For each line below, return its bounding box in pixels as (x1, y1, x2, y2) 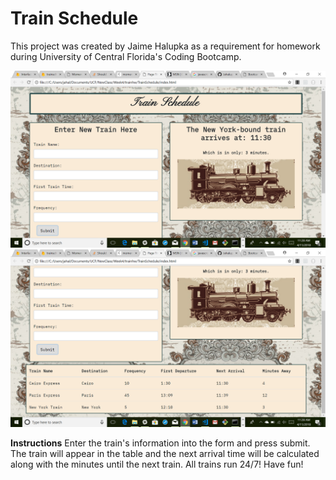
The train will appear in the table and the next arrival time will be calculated (10, 447, 320, 459)
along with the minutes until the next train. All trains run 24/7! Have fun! (10, 458, 304, 470)
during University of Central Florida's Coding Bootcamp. (10, 50, 242, 62)
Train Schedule (10, 7, 139, 30)
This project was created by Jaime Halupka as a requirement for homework (10, 40, 321, 52)
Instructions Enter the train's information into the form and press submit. (10, 437, 311, 449)
